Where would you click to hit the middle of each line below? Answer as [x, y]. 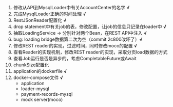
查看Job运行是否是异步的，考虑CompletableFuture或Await [75, 58]
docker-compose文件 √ [38, 77]
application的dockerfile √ [40, 71]
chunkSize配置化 [31, 65]
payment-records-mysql [47, 94]
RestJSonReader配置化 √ [40, 20]
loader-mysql [35, 89]
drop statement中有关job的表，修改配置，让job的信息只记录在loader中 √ [90, 26]
